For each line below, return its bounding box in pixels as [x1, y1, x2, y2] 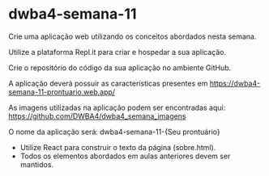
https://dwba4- [209, 78, 261, 88]
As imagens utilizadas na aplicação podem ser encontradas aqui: [8, 103, 226, 112]
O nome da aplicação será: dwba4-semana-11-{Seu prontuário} [8, 127, 220, 136]
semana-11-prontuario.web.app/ [8, 86, 116, 97]
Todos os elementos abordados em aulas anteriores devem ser [19, 151, 231, 161]
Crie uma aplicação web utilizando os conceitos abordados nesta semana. [8, 31, 257, 41]
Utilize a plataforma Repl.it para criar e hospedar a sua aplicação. [8, 47, 227, 57]
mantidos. [19, 159, 54, 170]
